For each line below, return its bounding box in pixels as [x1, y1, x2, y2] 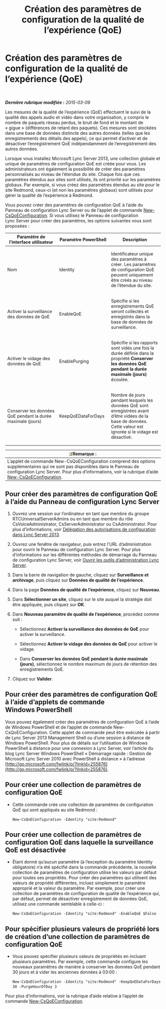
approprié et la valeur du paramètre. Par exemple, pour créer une [12, 885, 145, 891]
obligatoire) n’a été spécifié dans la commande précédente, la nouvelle [12, 864, 157, 870]
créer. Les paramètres [111, 261, 156, 267]
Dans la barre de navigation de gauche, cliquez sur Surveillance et [12, 572, 149, 578]
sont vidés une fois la [111, 345, 154, 351]
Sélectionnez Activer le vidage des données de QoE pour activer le [19, 641, 158, 647]
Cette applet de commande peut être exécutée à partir [49, 729, 161, 735]
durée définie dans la [111, 350, 154, 356]
